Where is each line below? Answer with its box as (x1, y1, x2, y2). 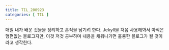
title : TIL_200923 (5, 7, 44, 13)
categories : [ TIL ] (5, 12, 49, 17)
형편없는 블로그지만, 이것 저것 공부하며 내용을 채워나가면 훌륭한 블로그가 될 (5, 33, 154, 39)
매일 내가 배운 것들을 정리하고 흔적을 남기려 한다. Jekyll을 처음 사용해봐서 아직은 (5, 26, 164, 33)
